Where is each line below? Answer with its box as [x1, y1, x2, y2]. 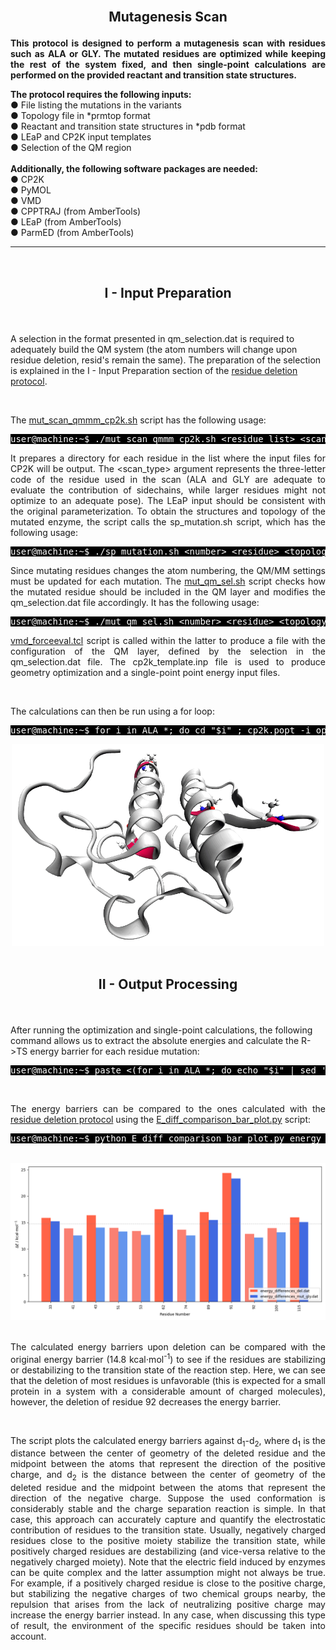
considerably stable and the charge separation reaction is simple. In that [10, 1503, 326, 1515]
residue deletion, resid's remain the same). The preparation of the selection [10, 354, 322, 366]
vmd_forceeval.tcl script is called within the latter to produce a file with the [10, 634, 326, 646]
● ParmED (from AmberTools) [10, 227, 135, 239]
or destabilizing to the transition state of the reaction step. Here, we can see [10, 1364, 326, 1376]
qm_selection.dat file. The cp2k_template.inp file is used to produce [10, 655, 326, 668]
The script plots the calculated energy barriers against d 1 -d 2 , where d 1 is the [10, 1434, 326, 1449]
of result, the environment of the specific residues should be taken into [10, 1620, 326, 1632]
